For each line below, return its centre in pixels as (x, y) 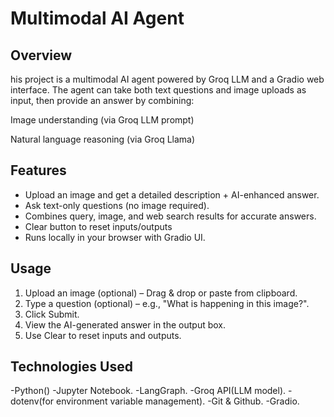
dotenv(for (32, 401)
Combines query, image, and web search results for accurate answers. (170, 216)
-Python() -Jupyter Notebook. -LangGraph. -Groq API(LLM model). (148, 391)
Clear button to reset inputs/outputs (98, 226)
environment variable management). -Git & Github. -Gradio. (177, 401)
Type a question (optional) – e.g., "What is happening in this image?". (167, 303)
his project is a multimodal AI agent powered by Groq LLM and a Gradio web (167, 79)
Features (38, 170)
